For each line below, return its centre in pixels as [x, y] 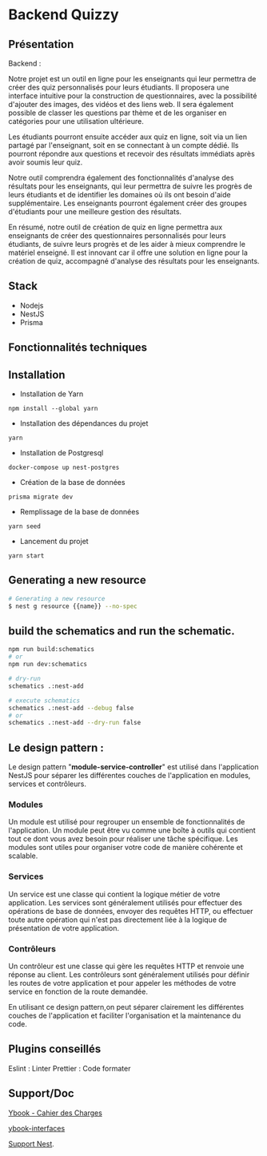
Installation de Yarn [52, 394]
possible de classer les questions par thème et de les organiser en [118, 113]
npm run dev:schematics [48, 665]
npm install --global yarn [53, 409]
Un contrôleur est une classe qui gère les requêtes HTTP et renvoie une [126, 966]
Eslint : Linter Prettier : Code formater [70, 1068]
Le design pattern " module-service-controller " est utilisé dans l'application [133, 767]
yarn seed [25, 526]
